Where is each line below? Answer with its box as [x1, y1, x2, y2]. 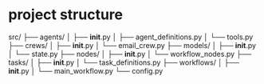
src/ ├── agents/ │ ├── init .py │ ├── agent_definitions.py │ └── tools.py [8, 32, 254, 42]
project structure [8, 6, 124, 24]
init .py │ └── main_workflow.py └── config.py [8, 66, 164, 75]
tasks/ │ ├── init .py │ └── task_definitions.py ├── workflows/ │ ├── [8, 58, 239, 67]
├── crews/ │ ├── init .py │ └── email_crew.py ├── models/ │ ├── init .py [8, 40, 257, 50]
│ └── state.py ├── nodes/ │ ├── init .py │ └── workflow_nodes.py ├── [8, 49, 252, 58]
